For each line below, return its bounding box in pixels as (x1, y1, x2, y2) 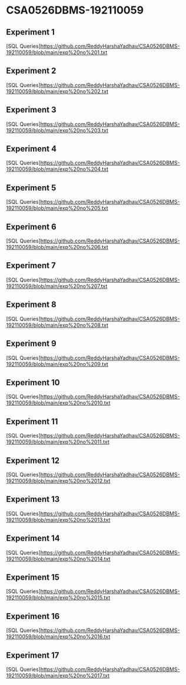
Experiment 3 (6, 105, 57, 115)
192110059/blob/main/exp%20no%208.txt (6, 322, 109, 329)
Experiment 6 (6, 221, 57, 231)
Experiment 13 (6, 494, 60, 504)
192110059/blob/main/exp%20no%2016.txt (6, 633, 111, 640)
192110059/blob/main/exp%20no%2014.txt (6, 555, 111, 562)
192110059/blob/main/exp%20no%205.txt (6, 204, 108, 212)
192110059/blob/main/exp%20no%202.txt (6, 88, 109, 95)
